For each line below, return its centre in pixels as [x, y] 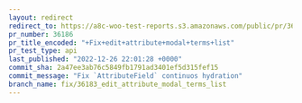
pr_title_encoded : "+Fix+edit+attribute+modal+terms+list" [122, 43]
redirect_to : [33, 26]
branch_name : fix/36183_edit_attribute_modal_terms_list [118, 84]
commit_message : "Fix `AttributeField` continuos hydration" [126, 76]
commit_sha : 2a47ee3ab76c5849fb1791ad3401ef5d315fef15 [114, 68]
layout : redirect [41, 17]
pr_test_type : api [43, 51]
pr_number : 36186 [41, 34]
